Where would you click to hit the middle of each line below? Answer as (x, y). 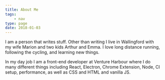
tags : (11, 14)
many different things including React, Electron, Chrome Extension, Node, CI (82, 67)
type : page (16, 23)
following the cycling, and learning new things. (52, 53)
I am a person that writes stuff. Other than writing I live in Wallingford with (80, 42)
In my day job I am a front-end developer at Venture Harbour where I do (78, 62)
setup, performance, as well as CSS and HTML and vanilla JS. (68, 72)
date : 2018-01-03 (23, 28)
